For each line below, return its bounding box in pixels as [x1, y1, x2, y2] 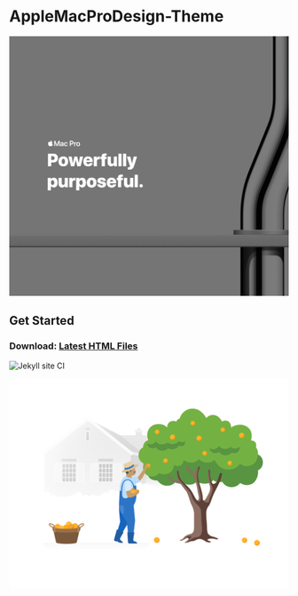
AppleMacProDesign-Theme [9, 6, 224, 27]
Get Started [9, 313, 74, 328]
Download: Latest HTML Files [9, 340, 138, 352]
